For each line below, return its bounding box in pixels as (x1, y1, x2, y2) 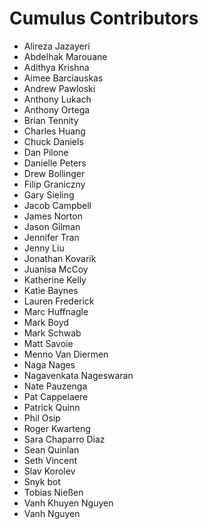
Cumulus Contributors (9, 7, 199, 30)
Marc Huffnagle (23, 305, 89, 317)
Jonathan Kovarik (23, 252, 97, 264)
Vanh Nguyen (23, 507, 81, 519)
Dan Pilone (23, 146, 69, 158)
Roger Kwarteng (23, 422, 91, 434)
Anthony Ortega (23, 103, 91, 116)
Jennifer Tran (23, 231, 80, 243)
